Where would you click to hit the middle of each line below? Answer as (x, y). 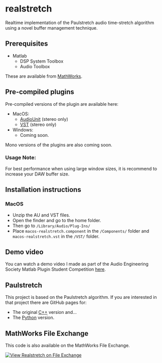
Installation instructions (43, 190)
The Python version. (33, 318)
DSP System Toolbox (42, 61)
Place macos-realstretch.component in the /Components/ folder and (81, 231)
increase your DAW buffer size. (37, 174)
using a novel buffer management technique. (51, 28)
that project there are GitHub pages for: (46, 303)
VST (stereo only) (38, 124)
